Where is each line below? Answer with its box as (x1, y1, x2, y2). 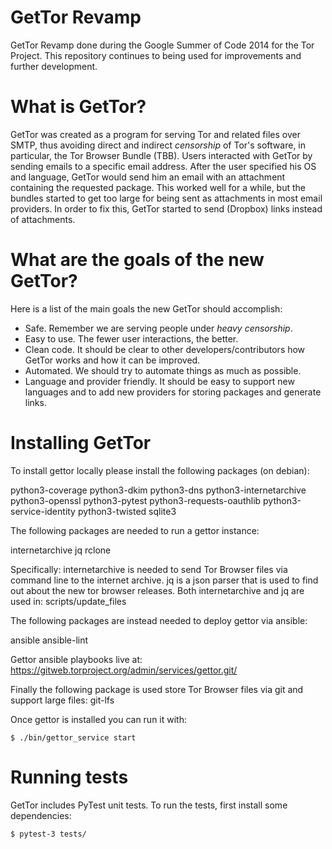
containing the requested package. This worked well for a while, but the (10, 181, 306, 193)
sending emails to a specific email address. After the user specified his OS (10, 160, 317, 172)
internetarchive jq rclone (10, 544, 112, 556)
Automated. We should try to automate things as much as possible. (24, 364, 302, 376)
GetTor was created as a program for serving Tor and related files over (10, 128, 301, 140)
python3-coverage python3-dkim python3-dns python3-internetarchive (10, 484, 307, 496)
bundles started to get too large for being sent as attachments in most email (10, 192, 323, 204)
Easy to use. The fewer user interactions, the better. (24, 332, 239, 345)
